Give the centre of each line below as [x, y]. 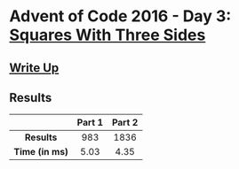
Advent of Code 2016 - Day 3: [120, 16]
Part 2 [125, 123]
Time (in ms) [41, 152]
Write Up [34, 68]
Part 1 [90, 123]
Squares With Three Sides [108, 35]
